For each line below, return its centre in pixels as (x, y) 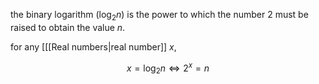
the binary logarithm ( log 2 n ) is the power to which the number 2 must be (159, 16)
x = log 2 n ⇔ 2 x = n (168, 68)
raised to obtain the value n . (68, 27)
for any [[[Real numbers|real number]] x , (93, 46)
